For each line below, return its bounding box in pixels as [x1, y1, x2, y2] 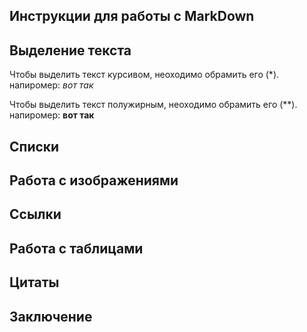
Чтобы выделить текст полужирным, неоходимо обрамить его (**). [9, 99, 298, 111]
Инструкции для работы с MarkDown [9, 8, 255, 25]
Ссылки [9, 206, 62, 223]
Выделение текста [9, 42, 132, 59]
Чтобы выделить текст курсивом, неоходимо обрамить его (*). [9, 69, 280, 81]
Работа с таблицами [9, 240, 144, 257]
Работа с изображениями [9, 172, 179, 189]
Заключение [9, 308, 93, 325]
